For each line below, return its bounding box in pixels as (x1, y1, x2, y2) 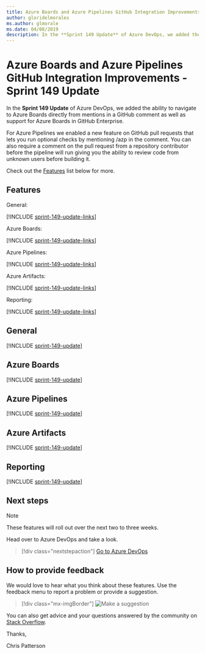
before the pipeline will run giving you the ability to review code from (6, 149, 179, 156)
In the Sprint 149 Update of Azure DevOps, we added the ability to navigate (6, 105, 196, 112)
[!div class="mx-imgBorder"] (21, 599, 95, 607)
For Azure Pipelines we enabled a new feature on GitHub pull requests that (6, 129, 194, 137)
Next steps (6, 495, 49, 506)
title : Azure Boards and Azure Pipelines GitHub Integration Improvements (6, 9, 201, 15)
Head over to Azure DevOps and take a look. (6, 535, 118, 543)
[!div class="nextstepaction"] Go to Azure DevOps (21, 547, 148, 555)
